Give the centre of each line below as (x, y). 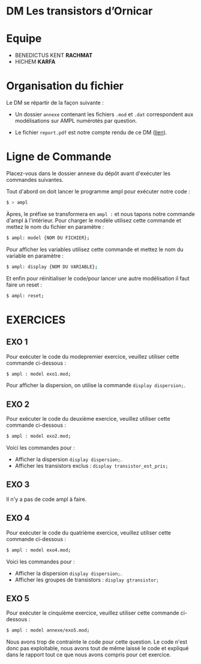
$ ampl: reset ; (25, 296)
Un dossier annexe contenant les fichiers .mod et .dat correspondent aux (104, 114)
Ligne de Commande (59, 157)
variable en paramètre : (35, 256)
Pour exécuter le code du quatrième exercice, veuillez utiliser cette (88, 532)
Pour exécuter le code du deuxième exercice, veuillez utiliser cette (88, 419)
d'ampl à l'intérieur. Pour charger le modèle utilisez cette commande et (94, 220)
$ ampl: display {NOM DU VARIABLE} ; (52, 267)
